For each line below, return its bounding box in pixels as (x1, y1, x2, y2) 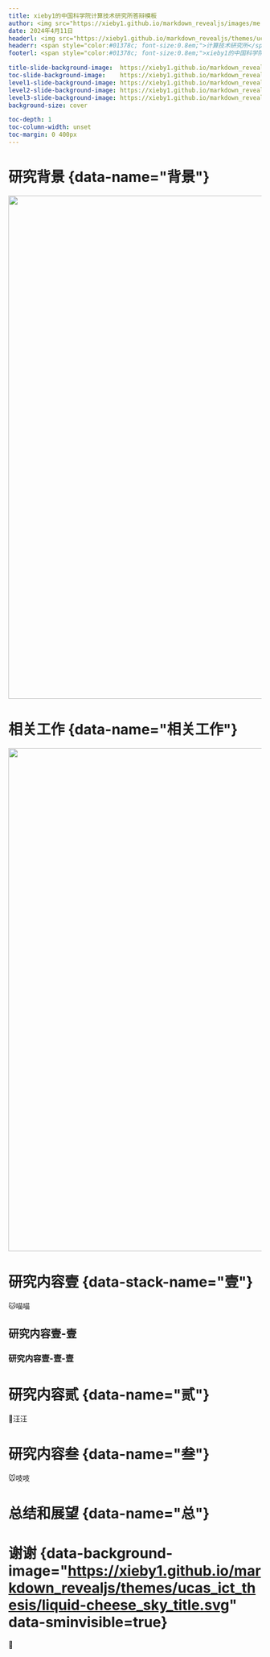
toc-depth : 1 (8, 116, 52, 124)
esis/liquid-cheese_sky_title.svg (8, 1596, 230, 1614)
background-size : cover (8, 101, 88, 110)
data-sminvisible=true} (8, 1614, 168, 1631)
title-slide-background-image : (8, 64, 113, 72)
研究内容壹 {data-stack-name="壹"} (8, 1273, 253, 1291)
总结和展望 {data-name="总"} (8, 1505, 211, 1523)
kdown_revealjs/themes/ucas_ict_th (8, 1579, 256, 1597)
